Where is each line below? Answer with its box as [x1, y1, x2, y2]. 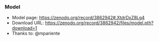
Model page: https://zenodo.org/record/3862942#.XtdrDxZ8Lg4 [11, 15, 145, 21]
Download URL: [11, 20, 44, 26]
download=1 [11, 25, 37, 31]
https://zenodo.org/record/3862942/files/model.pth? [45, 20, 154, 26]
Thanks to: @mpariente [11, 31, 60, 37]
